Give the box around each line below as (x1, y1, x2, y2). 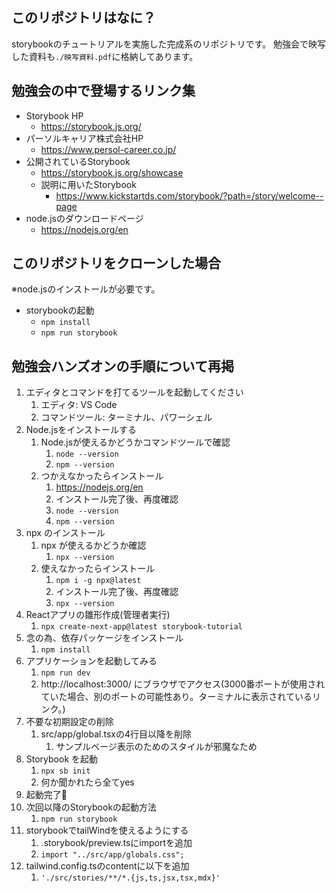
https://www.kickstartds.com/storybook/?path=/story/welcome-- (55, 189, 324, 202)
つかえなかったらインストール (40, 470, 164, 482)
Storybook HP (25, 109, 84, 122)
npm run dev (40, 668, 91, 678)
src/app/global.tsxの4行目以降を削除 (40, 728, 192, 740)
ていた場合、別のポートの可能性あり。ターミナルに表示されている (40, 691, 313, 703)
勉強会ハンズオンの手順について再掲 (11, 358, 234, 375)
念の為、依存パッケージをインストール (25, 632, 184, 644)
